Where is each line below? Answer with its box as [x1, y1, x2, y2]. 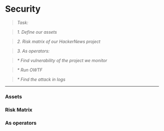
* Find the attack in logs [17, 76, 66, 82]
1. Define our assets [17, 29, 57, 35]
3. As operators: [17, 48, 50, 54]
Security [5, 3, 41, 15]
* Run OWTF [17, 67, 43, 73]
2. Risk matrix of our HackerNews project [17, 38, 101, 44]
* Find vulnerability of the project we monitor [17, 57, 107, 63]
